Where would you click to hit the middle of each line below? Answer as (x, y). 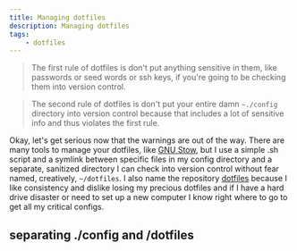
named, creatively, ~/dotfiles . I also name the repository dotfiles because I (148, 179)
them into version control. (78, 87)
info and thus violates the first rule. (95, 123)
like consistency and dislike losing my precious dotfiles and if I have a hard (147, 188)
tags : (19, 34)
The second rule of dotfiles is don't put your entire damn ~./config (154, 105)
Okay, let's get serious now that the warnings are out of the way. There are (147, 140)
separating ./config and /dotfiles (102, 234)
